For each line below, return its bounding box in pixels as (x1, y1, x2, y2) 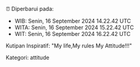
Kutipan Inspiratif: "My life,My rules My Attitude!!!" (6, 42, 132, 49)
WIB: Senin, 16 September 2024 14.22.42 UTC (14, 18, 131, 24)
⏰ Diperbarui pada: (6, 5, 54, 12)
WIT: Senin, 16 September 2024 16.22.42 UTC (14, 30, 131, 37)
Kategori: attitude (6, 54, 50, 61)
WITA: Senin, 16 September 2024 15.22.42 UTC (14, 24, 134, 31)
